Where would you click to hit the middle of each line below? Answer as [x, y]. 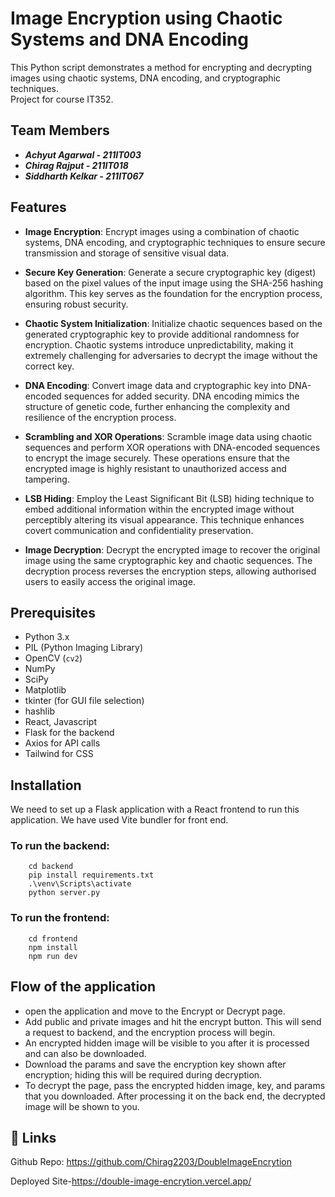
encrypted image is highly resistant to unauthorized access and [155, 468]
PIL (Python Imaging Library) [84, 648]
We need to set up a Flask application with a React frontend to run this [155, 809]
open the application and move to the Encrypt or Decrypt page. [155, 1011]
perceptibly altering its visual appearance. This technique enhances [164, 519]
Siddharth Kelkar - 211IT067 [84, 176]
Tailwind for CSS [59, 754]
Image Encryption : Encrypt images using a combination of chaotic [162, 231]
